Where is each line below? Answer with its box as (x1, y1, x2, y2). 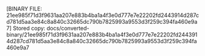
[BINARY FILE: (6, 5, 42, 12)
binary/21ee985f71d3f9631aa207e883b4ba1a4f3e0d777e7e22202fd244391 (6, 31, 198, 38)
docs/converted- (47, 24, 90, 32)
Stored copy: (12, 24, 46, 32)
